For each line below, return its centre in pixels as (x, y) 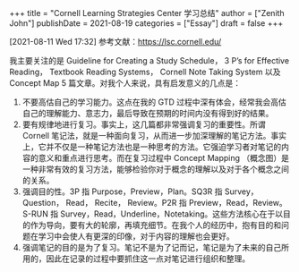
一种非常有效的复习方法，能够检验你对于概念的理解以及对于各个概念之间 (155, 169)
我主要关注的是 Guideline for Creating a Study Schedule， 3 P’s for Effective (149, 60)
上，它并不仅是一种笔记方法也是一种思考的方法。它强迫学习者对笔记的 (152, 147)
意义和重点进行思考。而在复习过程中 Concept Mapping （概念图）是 (163, 158)
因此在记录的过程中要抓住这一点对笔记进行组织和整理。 (148, 259)
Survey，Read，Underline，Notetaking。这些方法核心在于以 (172, 214)
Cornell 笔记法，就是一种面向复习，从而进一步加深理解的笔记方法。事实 (154, 136)
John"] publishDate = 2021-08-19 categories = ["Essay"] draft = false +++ (146, 23)
